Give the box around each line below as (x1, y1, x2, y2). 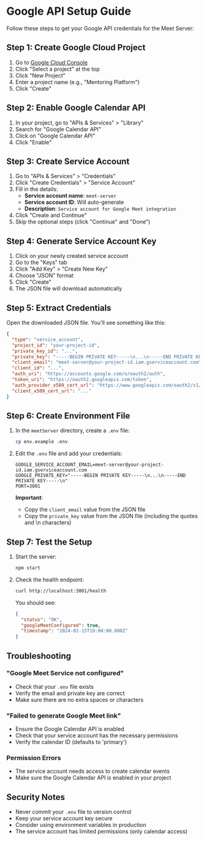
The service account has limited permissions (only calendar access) (15, 827, 188, 835)
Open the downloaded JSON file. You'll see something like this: (6, 319, 166, 326)
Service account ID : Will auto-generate (24, 198, 124, 206)
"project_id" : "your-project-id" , (12, 342, 100, 348)
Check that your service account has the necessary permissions (15, 732, 178, 739)
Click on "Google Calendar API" (15, 132, 96, 139)
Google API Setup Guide (6, 4, 131, 18)
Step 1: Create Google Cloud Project (6, 42, 146, 53)
